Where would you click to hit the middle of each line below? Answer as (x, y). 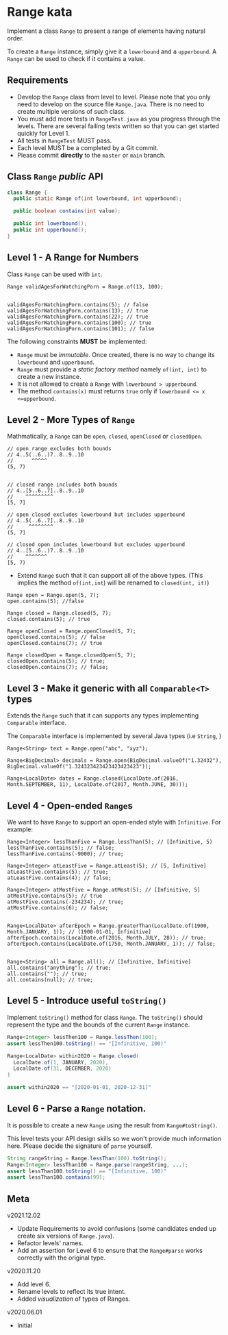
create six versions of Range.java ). (65, 1236)
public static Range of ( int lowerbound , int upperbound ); (98, 199)
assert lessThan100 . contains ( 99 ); (56, 1177)
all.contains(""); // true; (47, 974)
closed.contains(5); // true (49, 620)
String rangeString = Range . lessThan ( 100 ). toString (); (87, 1158)
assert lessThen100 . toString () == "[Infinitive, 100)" (87, 1043)
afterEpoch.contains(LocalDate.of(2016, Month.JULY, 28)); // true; (107, 938)
